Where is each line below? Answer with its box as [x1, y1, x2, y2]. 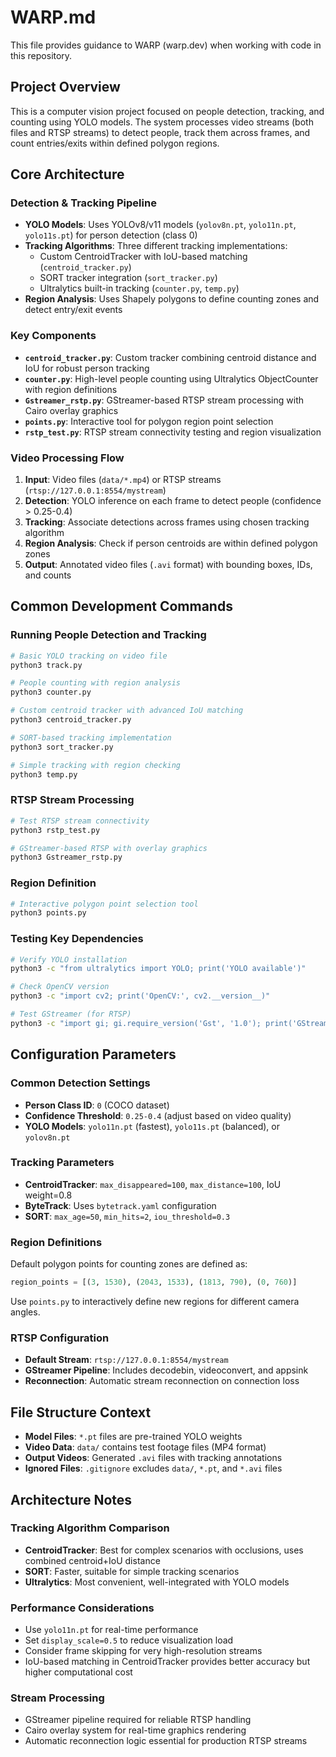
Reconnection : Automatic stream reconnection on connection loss [24, 1375, 300, 1387]
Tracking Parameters [10, 1156, 115, 1170]
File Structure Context [10, 1404, 152, 1421]
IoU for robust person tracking [24, 362, 150, 374]
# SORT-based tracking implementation [10, 732, 172, 743]
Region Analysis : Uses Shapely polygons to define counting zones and [24, 293, 320, 305]
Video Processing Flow [10, 451, 125, 465]
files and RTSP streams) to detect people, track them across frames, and [10, 126, 311, 138]
